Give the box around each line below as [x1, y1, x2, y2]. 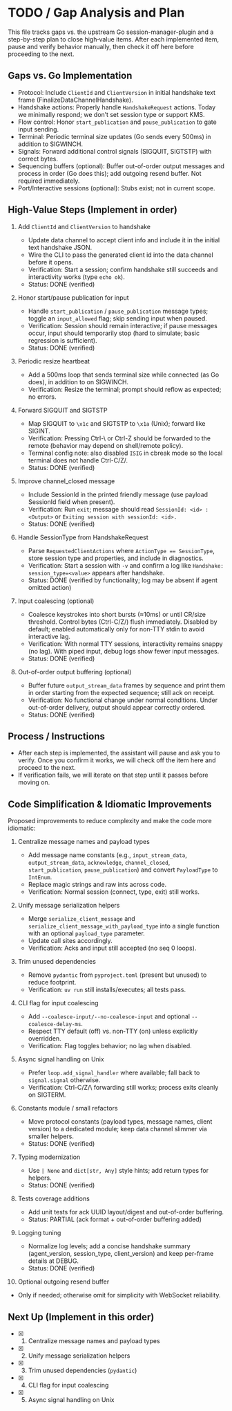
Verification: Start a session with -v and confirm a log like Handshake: [28, 561, 224, 569]
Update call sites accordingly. [28, 937, 113, 945]
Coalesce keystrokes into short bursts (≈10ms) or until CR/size [28, 610, 206, 618]
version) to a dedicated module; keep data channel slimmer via [28, 1125, 208, 1133]
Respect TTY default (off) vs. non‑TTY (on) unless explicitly [28, 1027, 198, 1036]
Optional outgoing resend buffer [17, 1277, 110, 1286]
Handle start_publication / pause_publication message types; [28, 307, 209, 315]
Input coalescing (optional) [17, 597, 95, 605]
